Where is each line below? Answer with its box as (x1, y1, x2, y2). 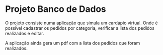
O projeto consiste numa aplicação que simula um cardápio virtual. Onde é (5, 20, 158, 26)
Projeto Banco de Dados (5, 3, 106, 15)
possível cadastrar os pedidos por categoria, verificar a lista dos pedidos (5, 25, 155, 31)
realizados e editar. (5, 30, 45, 36)
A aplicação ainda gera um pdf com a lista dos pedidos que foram (5, 40, 140, 46)
